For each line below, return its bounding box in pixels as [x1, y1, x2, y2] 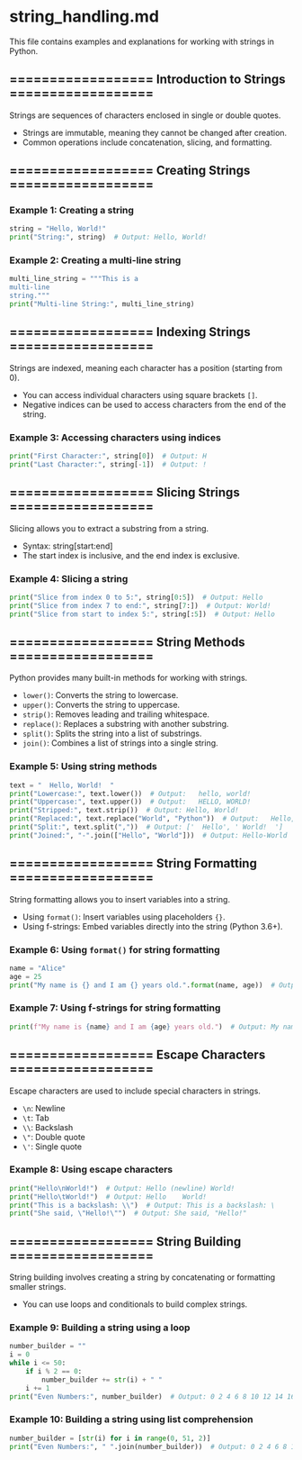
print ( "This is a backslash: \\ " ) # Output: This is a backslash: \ [9, 1201, 276, 1210]
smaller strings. [9, 1282, 67, 1292]
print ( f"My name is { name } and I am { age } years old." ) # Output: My [9, 1022, 280, 1031]
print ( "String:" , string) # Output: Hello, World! [9, 232, 207, 242]
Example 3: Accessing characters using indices [9, 431, 222, 443]
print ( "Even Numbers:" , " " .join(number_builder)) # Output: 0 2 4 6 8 [9, 1442, 288, 1451]
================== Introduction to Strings [9, 72, 286, 87]
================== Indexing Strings [9, 324, 251, 340]
